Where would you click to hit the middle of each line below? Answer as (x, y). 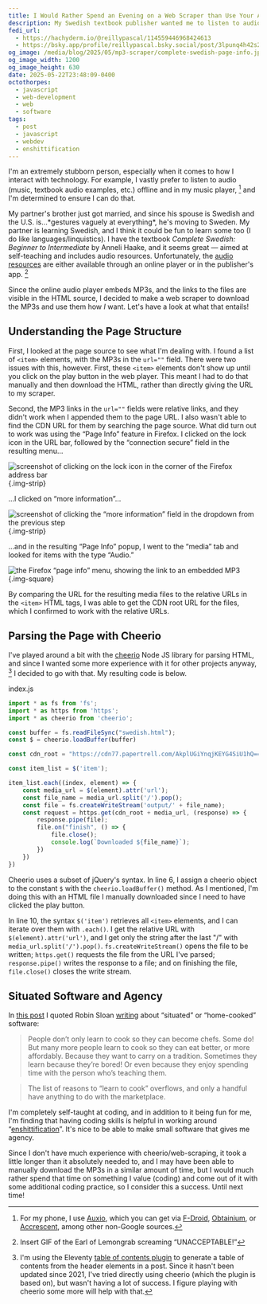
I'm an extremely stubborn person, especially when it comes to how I (121, 171)
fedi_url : (25, 30)
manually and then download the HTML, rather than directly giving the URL (131, 385)
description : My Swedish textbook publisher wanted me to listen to (124, 23)
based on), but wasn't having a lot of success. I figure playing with (129, 1283)
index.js (21, 689)
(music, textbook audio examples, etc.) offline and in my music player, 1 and (132, 189)
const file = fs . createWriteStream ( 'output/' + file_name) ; (124, 805)
